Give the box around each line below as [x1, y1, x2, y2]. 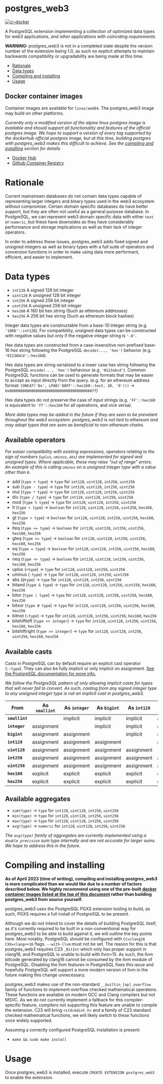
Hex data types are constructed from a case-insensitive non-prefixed [5, 342, 144, 348]
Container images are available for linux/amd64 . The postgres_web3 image [5, 105, 154, 111]
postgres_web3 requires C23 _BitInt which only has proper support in [5, 946, 147, 952]
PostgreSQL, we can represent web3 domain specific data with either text [5, 214, 154, 219]
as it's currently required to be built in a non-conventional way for [5, 926, 136, 931]
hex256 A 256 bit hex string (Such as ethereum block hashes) [12, 313, 134, 318]
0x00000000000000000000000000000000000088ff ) [5, 387, 98, 393]
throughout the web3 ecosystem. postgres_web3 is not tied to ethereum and [5, 417, 158, 422]
